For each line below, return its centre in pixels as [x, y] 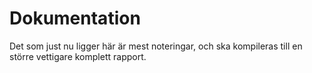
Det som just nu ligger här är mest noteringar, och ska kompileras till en [156, 46]
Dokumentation [75, 18]
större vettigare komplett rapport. [78, 56]
